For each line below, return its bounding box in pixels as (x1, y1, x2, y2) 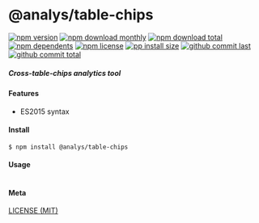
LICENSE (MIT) (8, 206, 58, 216)
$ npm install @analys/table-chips (8, 143, 129, 151)
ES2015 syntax (19, 107, 70, 116)
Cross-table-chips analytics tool (8, 68, 121, 78)
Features (8, 88, 39, 98)
